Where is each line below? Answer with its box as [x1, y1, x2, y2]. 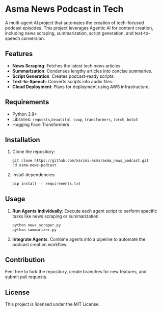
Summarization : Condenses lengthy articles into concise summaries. [12, 68, 153, 74]
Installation [5, 135, 40, 144]
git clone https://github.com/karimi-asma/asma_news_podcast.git [12, 158, 149, 163]
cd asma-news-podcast [12, 163, 56, 168]
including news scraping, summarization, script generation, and [5, 30, 134, 36]
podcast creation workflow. [12, 241, 68, 247]
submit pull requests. [5, 274, 48, 280]
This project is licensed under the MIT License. [5, 301, 100, 307]
